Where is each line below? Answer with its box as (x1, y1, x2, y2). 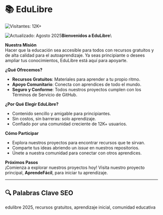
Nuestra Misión (5, 42, 37, 48)
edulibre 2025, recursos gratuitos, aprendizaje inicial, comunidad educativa (5, 204, 156, 210)
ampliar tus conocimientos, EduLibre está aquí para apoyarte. (5, 57, 128, 63)
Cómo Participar (5, 130, 39, 136)
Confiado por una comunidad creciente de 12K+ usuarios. (12, 121, 128, 127)
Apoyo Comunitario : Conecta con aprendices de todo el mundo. (12, 81, 142, 87)
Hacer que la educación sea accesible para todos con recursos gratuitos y (5, 47, 154, 53)
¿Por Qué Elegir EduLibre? (5, 101, 59, 107)
